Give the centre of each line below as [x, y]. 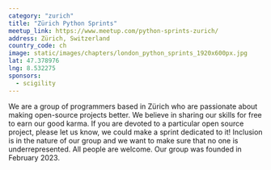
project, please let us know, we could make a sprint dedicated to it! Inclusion [135, 132]
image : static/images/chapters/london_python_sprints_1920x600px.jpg [128, 53]
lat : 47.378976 [34, 61]
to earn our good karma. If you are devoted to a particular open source [126, 123]
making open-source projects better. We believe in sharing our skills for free [135, 114]
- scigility [36, 83]
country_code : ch [38, 46]
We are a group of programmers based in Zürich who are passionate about [133, 106]
